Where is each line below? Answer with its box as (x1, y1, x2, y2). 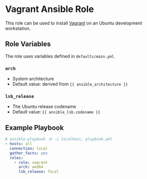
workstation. (5, 25, 31, 31)
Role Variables (5, 40, 51, 48)
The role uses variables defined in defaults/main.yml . (5, 53, 116, 59)
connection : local (9, 146, 48, 151)
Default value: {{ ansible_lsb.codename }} (12, 109, 101, 115)
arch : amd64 (18, 164, 43, 169)
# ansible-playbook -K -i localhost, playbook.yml (5, 136, 113, 142)
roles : (9, 155, 23, 160)
